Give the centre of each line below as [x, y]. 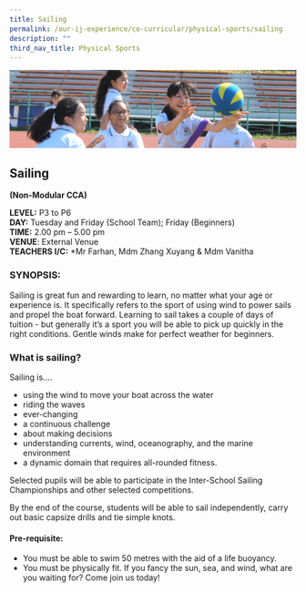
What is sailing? [46, 357]
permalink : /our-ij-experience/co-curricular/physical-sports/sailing [146, 29]
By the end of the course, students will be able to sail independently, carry [149, 507]
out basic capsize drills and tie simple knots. [92, 517]
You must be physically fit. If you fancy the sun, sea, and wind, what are [158, 568]
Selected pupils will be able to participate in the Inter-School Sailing [136, 480]
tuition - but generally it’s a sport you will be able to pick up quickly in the [147, 324]
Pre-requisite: [36, 538]
